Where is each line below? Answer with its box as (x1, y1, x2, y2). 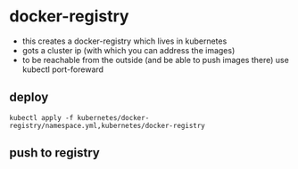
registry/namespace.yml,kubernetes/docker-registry (9, 121, 205, 130)
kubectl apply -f (9, 113, 74, 122)
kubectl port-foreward (21, 64, 104, 75)
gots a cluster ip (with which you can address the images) (21, 44, 236, 55)
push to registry (9, 145, 100, 161)
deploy (9, 90, 49, 105)
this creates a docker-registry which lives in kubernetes (21, 36, 228, 46)
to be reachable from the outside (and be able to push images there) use (21, 54, 290, 65)
